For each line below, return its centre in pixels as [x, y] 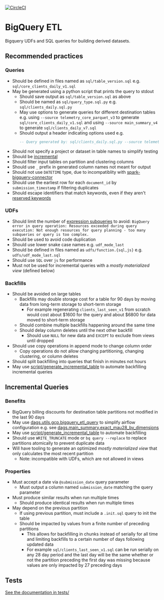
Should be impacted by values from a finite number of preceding [84, 524]
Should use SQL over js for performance [52, 260]
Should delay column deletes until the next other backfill [76, 330]
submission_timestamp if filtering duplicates [55, 187]
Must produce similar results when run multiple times [65, 498]
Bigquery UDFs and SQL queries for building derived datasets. [68, 41]
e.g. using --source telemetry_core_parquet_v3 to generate [79, 117]
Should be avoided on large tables [47, 294]
